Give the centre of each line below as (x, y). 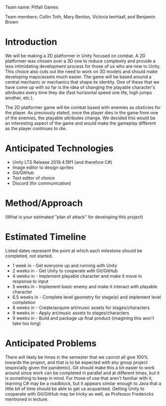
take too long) (27, 323)
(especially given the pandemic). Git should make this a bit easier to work (80, 367)
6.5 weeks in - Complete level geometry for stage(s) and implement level (86, 297)
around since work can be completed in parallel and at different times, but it (83, 373)
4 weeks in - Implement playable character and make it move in (77, 276)
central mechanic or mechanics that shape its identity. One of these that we (82, 82)
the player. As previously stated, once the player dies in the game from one (82, 112)
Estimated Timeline (46, 237)
